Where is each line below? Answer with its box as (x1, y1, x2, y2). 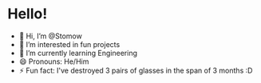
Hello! (7, 5, 48, 23)
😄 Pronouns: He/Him (18, 57, 89, 66)
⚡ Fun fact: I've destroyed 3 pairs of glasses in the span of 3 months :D (18, 65, 253, 75)
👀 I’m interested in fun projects (18, 39, 121, 49)
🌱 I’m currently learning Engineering (18, 48, 137, 57)
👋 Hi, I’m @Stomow (18, 31, 83, 41)
